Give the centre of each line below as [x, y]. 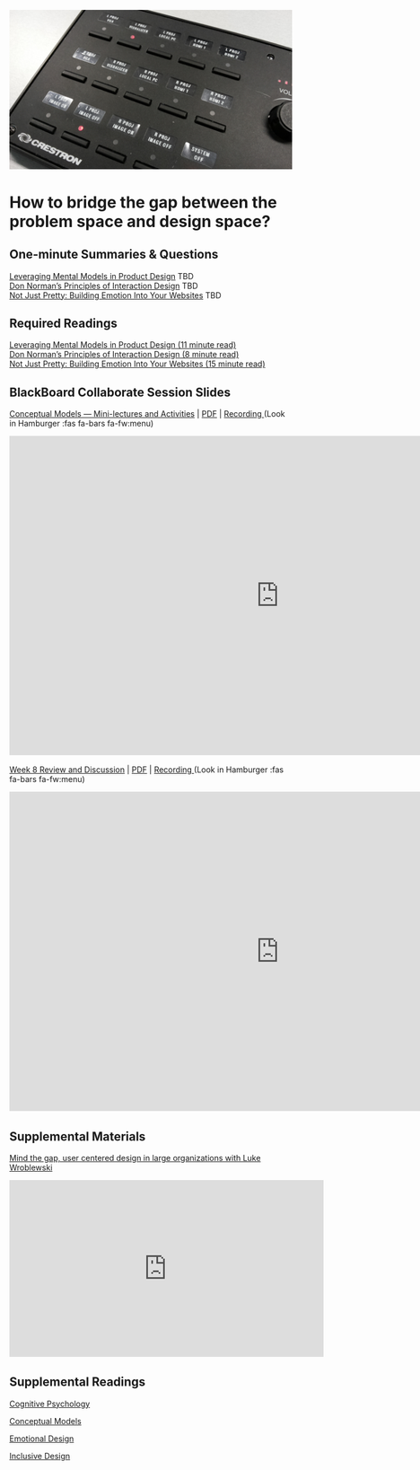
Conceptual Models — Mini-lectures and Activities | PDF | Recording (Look [147, 414]
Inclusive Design [40, 1456]
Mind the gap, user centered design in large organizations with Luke [135, 1158]
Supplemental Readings [78, 1382]
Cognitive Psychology [50, 1404]
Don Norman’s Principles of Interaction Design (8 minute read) [124, 355]
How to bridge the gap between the [144, 202]
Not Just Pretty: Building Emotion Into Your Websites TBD [115, 295]
